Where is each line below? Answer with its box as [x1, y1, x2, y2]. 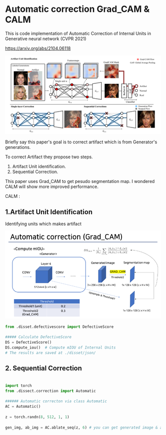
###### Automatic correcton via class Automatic [5, 399, 107, 404]
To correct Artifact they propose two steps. [5, 154, 93, 160]
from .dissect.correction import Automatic [5, 388, 96, 393]
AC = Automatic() [5, 404, 41, 409]
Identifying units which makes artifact [5, 221, 82, 227]
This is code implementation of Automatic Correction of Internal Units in [5, 30, 152, 36]
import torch [5, 383, 32, 388]
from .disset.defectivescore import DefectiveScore [5, 324, 114, 329]
